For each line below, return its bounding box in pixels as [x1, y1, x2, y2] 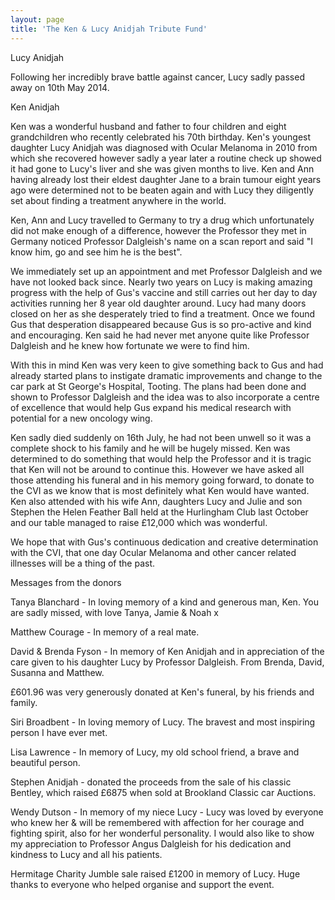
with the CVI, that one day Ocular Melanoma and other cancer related [10, 546, 297, 558]
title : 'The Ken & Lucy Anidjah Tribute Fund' [10, 24, 208, 34]
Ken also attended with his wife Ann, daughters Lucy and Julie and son [10, 495, 303, 507]
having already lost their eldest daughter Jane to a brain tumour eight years [10, 173, 322, 185]
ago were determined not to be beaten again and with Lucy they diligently [10, 184, 315, 196]
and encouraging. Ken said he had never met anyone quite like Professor [10, 329, 310, 341]
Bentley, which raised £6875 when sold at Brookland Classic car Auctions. [10, 786, 317, 798]
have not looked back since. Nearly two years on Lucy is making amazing [10, 276, 313, 288]
